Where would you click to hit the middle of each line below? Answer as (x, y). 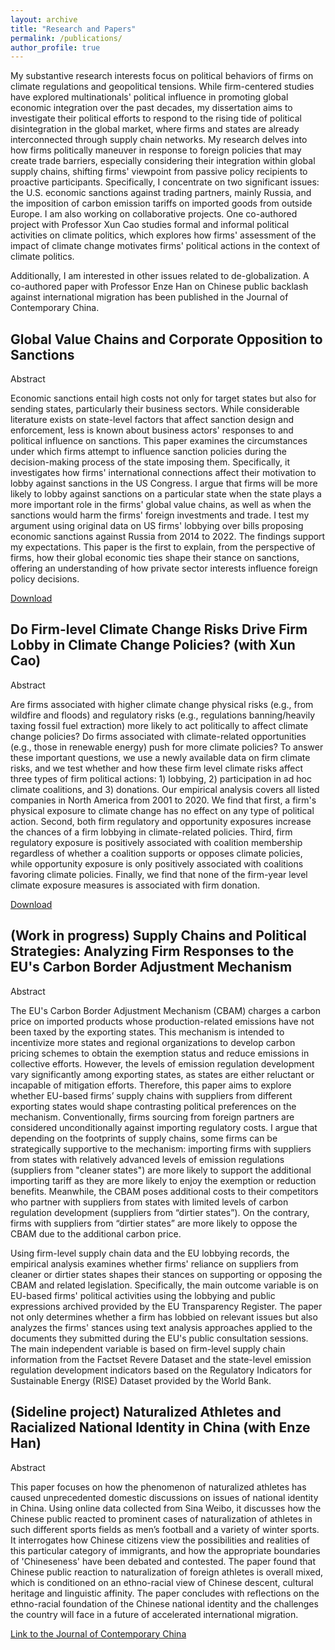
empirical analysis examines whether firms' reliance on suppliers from (154, 1263)
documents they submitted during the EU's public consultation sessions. (159, 1338)
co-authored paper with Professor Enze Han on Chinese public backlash (159, 287)
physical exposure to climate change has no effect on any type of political (162, 810)
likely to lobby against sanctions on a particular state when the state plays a (166, 494)
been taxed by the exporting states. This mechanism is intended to (147, 1032)
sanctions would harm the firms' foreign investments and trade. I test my (160, 515)
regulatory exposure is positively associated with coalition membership (156, 842)
